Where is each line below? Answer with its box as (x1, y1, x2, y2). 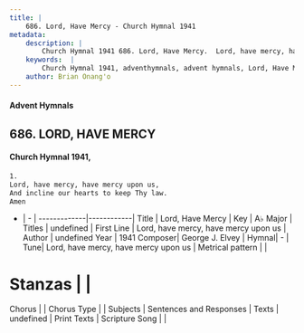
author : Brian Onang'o (25, 72, 111, 81)
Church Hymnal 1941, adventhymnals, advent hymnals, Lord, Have (42, 64, 290, 73)
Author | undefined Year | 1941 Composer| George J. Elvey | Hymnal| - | (22, 233, 290, 243)
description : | (25, 38, 83, 48)
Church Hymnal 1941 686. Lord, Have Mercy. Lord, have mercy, (42, 47, 285, 56)
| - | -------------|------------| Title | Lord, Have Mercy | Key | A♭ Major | (22, 214, 292, 224)
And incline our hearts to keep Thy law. (9, 188, 168, 197)
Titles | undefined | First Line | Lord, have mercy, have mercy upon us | (22, 223, 287, 233)
